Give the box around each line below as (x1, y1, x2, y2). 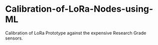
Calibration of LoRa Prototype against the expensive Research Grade (5, 30, 147, 36)
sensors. (5, 35, 23, 41)
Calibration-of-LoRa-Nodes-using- (5, 3, 154, 15)
